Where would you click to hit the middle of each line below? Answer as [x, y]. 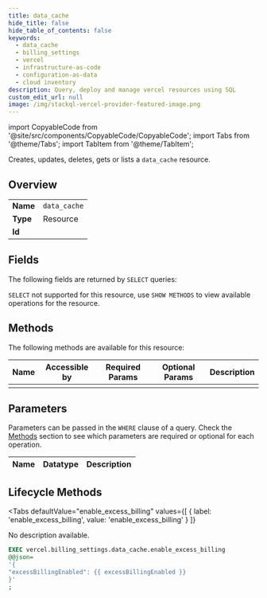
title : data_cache [39, 16]
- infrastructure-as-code [58, 68]
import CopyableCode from [53, 127]
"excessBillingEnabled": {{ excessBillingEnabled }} [97, 572]
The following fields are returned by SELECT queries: [93, 279]
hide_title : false [39, 23]
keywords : [25, 38]
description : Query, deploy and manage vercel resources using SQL [122, 90]
